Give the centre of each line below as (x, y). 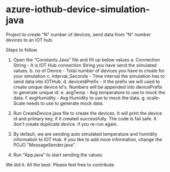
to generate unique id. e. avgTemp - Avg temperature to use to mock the (89, 92)
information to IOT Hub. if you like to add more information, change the (88, 139)
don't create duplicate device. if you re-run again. (65, 124)
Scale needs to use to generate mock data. (58, 103)
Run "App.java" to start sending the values (58, 155)
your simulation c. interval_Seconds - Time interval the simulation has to (89, 76)
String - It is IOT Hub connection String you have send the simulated (85, 65)
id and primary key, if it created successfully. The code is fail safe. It (85, 118)
